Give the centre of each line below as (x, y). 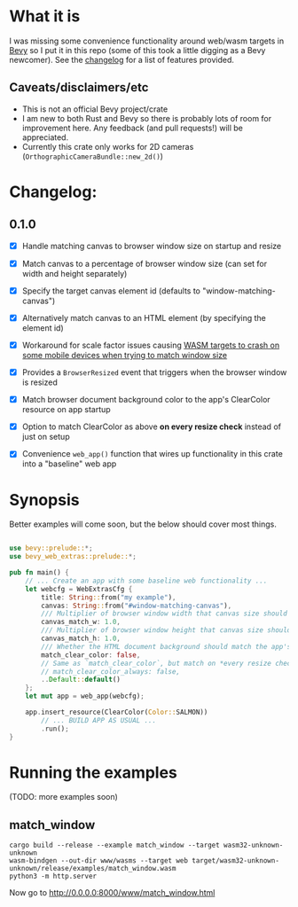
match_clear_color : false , (91, 655)
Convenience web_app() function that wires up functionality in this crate (153, 454)
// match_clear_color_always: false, (110, 671)
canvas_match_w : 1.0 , (81, 622)
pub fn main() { (39, 573)
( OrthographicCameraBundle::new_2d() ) (93, 156)
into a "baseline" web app (69, 464)
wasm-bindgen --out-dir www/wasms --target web (99, 861)
